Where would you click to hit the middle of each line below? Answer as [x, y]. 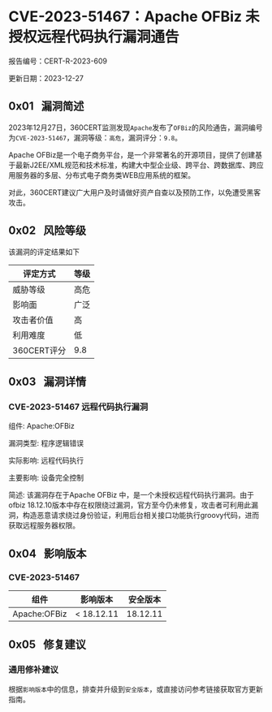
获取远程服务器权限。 [44, 525]
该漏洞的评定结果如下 [44, 252]
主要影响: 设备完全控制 [46, 478]
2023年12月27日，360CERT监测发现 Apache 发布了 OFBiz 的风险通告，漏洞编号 [136, 127]
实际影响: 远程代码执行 [46, 460]
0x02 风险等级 [47, 231]
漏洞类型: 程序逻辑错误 [46, 443]
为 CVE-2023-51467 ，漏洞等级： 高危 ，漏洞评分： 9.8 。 [95, 137]
